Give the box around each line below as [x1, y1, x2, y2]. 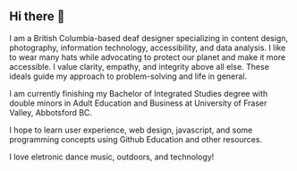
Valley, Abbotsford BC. [9, 107, 92, 117]
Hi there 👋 [9, 9, 65, 24]
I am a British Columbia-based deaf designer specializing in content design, [9, 32, 289, 43]
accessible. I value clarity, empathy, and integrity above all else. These [9, 61, 270, 72]
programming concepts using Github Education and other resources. [9, 133, 262, 144]
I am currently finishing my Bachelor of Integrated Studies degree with [9, 88, 268, 98]
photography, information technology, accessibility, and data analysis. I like [9, 42, 286, 53]
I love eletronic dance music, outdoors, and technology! [9, 151, 215, 162]
